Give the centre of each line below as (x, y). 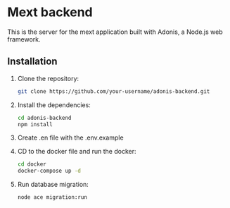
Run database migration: (53, 185)
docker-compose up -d (49, 171)
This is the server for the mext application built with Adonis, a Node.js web (115, 32)
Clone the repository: (48, 78)
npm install (35, 124)
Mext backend (50, 12)
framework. (24, 39)
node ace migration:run (52, 197)
